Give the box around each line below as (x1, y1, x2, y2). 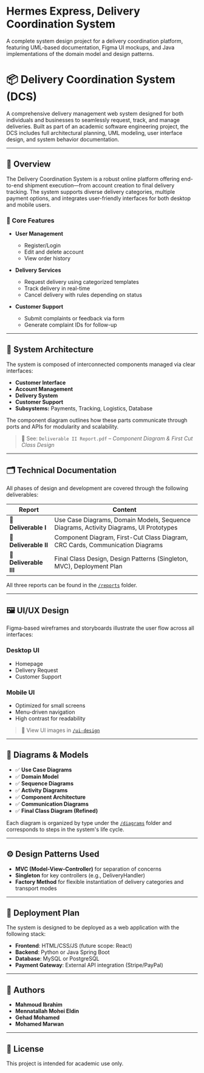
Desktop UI (6, 646, 39, 655)
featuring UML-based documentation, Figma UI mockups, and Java (6, 44, 175, 51)
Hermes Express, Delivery (6, 4, 141, 18)
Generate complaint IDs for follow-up (24, 321, 117, 328)
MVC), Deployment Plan (54, 562, 123, 570)
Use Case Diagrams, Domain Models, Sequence (54, 516, 191, 524)
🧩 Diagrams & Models (6, 750, 89, 761)
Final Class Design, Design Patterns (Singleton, (54, 554, 188, 563)
